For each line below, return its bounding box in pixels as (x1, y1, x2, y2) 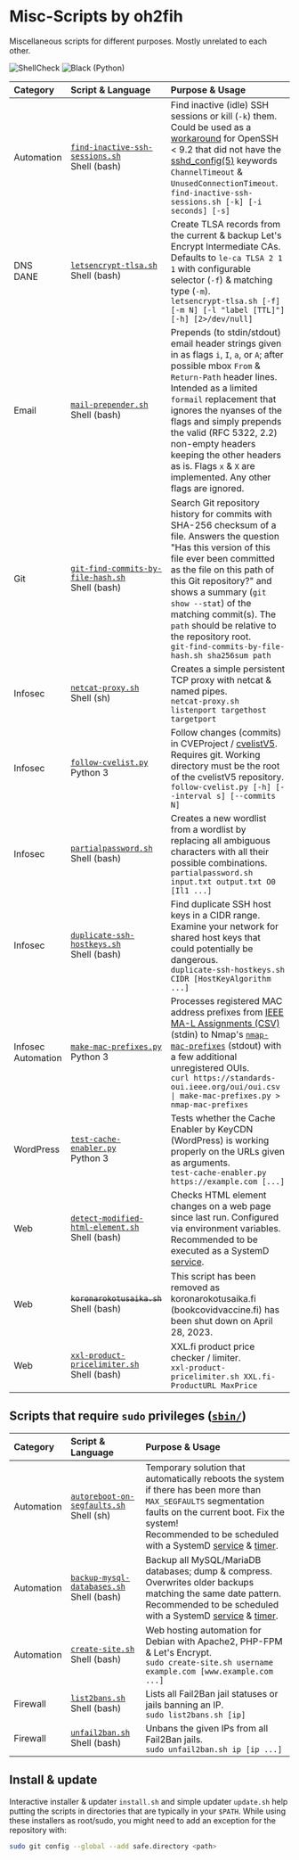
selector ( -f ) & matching (170, 274, 273, 286)
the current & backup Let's (170, 229, 282, 242)
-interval (170, 791, 213, 801)
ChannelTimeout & (170, 165, 243, 177)
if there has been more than (145, 1483, 261, 1495)
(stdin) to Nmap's (170, 1028, 244, 1041)
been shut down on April (170, 1314, 273, 1327)
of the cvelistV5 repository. (170, 770, 285, 783)
